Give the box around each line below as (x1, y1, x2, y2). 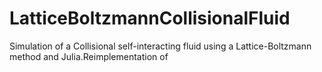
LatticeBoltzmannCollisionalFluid (9, 7, 291, 30)
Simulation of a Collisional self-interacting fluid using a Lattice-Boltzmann (9, 40, 312, 52)
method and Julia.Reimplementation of (9, 50, 169, 62)
